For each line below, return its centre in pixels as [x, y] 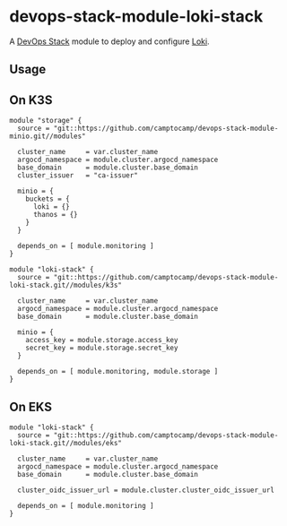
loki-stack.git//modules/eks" [66, 443]
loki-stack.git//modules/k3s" [66, 285]
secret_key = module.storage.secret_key [102, 348]
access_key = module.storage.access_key [102, 341]
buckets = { [48, 199]
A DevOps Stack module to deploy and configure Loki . [109, 41]
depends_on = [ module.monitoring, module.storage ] [118, 372]
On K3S [31, 100]
